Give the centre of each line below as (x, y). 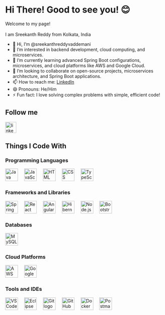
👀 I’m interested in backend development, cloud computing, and (79, 49)
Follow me (22, 112)
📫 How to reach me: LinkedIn (43, 82)
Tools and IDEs (24, 289)
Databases (19, 224)
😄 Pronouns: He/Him (34, 89)
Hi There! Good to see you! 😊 (68, 10)
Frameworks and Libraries (38, 193)
